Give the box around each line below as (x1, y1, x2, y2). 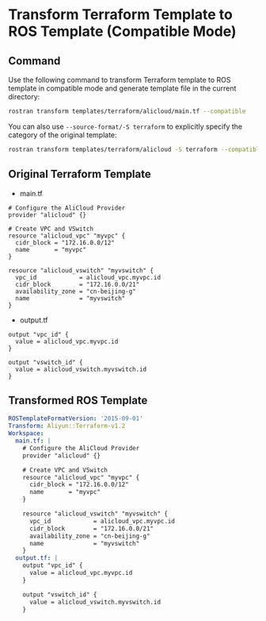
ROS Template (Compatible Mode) (8, 22, 237, 40)
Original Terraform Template (8, 168, 152, 181)
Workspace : (8, 430, 44, 438)
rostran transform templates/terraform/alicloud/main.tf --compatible (8, 107, 246, 115)
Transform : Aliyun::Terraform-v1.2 (8, 422, 126, 430)
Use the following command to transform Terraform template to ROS (8, 75, 231, 84)
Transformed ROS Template (8, 393, 148, 407)
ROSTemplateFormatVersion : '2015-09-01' (8, 415, 144, 422)
